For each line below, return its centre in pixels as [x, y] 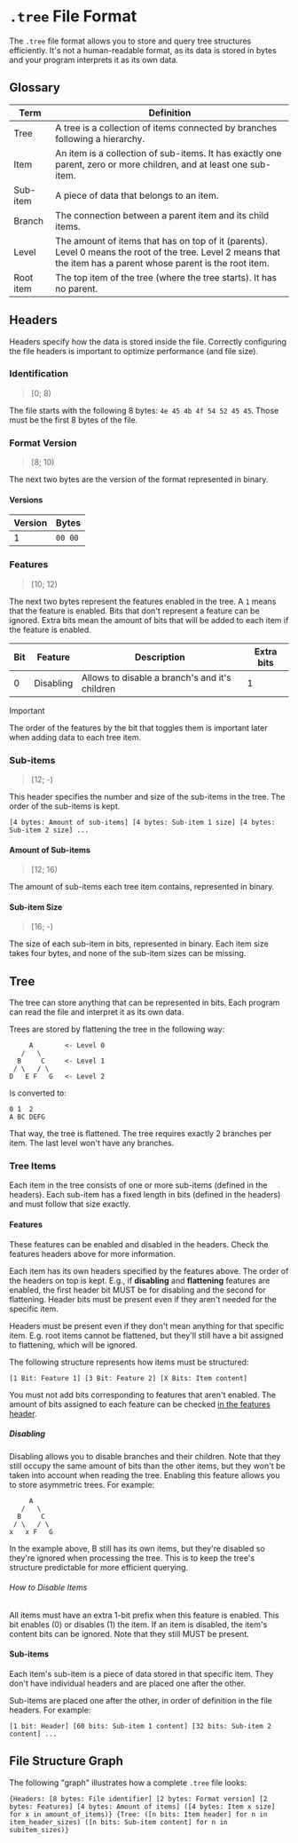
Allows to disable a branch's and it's [157, 677]
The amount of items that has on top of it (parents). [161, 241]
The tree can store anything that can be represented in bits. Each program [145, 1003]
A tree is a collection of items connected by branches [166, 128]
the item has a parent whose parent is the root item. [162, 263]
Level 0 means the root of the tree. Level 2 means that [168, 252]
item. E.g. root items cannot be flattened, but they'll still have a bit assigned [146, 1335]
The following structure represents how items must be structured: [129, 1362]
